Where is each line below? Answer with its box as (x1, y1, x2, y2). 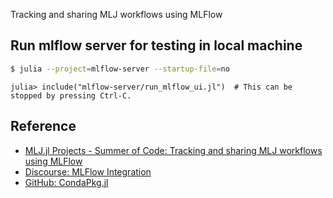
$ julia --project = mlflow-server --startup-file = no (10, 64, 230, 74)
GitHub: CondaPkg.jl (24, 176, 109, 188)
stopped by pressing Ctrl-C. (10, 90, 132, 101)
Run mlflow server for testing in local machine (10, 37, 303, 54)
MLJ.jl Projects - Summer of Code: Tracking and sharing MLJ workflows (24, 144, 323, 156)
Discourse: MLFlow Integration (24, 165, 152, 178)
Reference (10, 118, 77, 135)
